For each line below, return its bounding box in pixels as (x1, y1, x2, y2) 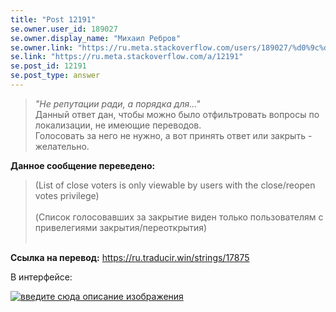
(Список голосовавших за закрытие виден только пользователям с (34, 211, 324, 223)
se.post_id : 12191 (10, 61, 87, 71)
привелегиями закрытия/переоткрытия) (34, 221, 208, 233)
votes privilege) (34, 189, 100, 201)
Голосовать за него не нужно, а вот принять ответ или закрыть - (34, 129, 313, 141)
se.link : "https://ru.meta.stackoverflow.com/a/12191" (10, 52, 244, 62)
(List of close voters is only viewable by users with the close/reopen (34, 179, 316, 191)
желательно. (34, 140, 90, 152)
